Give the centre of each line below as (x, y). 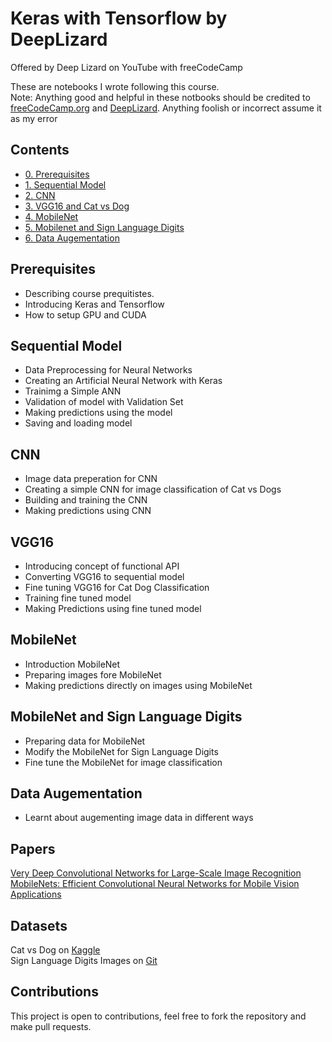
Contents (40, 150)
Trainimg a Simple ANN (73, 391)
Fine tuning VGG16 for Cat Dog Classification (117, 587)
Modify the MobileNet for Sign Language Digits (121, 751)
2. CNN (40, 195)
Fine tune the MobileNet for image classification (123, 762)
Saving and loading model (78, 423)
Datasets (39, 925)
